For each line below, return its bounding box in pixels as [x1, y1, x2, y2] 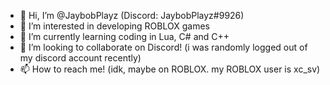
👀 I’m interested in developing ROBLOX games [19, 20, 210, 32]
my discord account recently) [19, 52, 142, 64]
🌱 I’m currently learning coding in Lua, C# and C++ [19, 31, 230, 42]
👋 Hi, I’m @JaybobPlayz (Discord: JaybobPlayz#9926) [19, 10, 245, 21]
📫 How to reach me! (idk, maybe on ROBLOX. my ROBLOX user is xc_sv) [19, 63, 321, 75]
